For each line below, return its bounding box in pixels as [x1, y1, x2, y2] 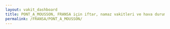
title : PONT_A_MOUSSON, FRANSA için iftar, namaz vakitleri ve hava [5, 12, 153, 17]
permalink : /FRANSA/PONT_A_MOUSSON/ [5, 16, 82, 21]
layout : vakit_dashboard [5, 7, 58, 12]
